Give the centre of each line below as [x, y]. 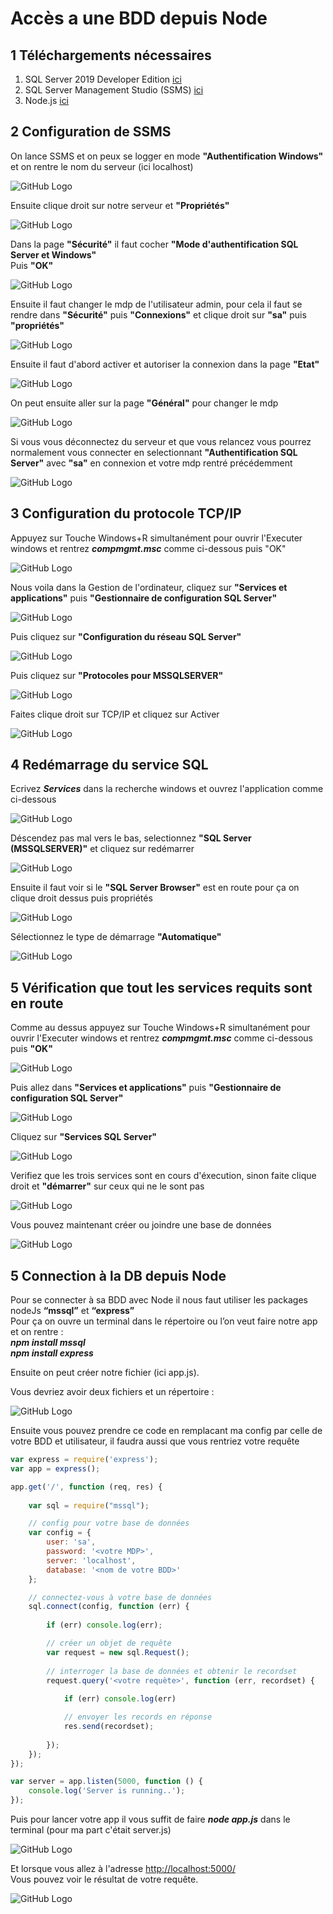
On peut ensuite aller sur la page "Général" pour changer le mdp [144, 403]
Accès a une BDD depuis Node [139, 18]
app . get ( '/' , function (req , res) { [86, 1487]
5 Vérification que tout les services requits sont [161, 987]
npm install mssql [48, 1343]
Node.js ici [47, 100]
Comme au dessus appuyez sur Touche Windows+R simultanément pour [160, 1028]
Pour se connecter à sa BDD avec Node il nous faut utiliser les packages [159, 1300]
